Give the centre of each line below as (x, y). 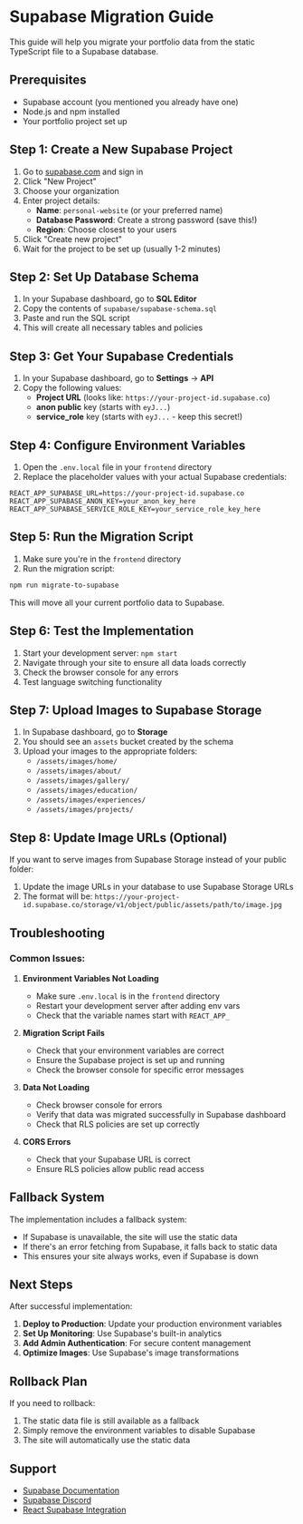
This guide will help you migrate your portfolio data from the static (132, 42)
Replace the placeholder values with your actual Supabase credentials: (155, 477)
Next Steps (41, 1285)
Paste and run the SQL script (76, 318)
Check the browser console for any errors (100, 672)
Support (33, 1468)
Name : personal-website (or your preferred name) (129, 210)
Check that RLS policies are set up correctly (118, 1124)
